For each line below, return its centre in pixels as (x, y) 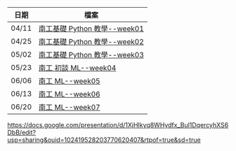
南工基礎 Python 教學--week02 (91, 42)
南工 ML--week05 (69, 81)
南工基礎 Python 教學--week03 (91, 55)
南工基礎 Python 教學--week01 (91, 29)
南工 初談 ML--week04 (77, 68)
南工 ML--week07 (69, 107)
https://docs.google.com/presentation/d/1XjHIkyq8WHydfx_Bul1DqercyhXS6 (118, 125)
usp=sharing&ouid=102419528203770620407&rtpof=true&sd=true (104, 140)
